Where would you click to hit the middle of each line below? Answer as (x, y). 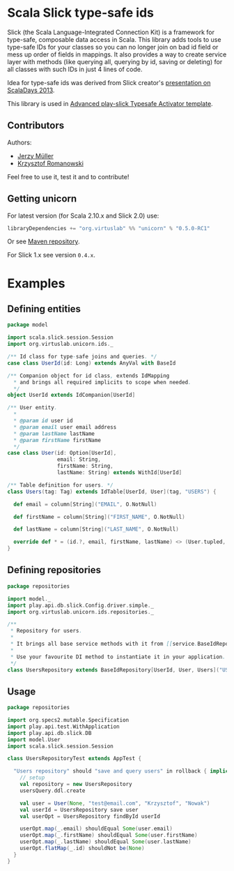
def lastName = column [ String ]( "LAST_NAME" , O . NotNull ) (96, 529)
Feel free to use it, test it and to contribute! (68, 176)
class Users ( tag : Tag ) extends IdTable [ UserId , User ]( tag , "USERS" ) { (112, 492)
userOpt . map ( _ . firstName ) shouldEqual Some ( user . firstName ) (109, 835)
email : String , (79, 460)
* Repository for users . (46, 631)
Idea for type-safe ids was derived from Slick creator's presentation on (109, 82)
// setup (32, 778)
